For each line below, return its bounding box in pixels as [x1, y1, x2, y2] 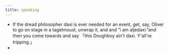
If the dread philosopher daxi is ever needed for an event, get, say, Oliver [12, 21, 164, 27]
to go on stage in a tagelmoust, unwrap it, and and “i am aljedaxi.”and [12, 26, 156, 33]
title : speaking [5, 7, 39, 13]
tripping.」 [12, 39, 35, 45]
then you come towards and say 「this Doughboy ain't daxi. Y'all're [12, 32, 152, 38]
